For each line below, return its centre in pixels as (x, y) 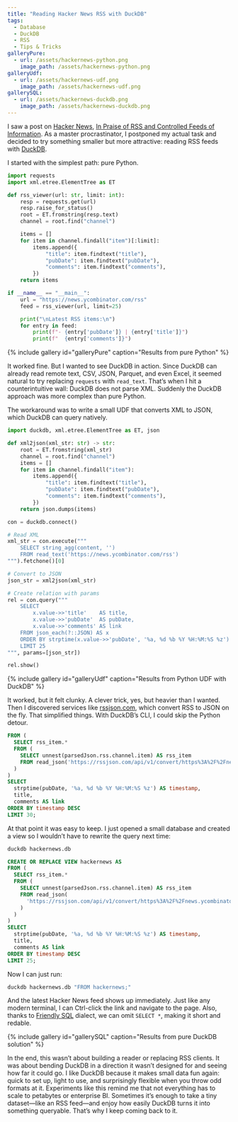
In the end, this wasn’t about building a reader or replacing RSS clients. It (113, 1058)
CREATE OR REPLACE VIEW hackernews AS (64, 862)
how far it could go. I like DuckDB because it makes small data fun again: (113, 1073)
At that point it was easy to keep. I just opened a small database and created (119, 828)
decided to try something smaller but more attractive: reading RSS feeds (113, 141)
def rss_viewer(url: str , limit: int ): (66, 195)
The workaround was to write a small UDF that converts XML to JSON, (110, 410)
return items (39, 281)
